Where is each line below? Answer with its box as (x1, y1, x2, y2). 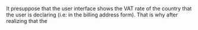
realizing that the (6, 18, 48, 24)
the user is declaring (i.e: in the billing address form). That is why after (6, 11, 178, 18)
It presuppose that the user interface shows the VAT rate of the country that (6, 5, 192, 12)
